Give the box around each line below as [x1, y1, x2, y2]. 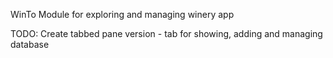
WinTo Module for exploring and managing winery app [10, 9, 235, 20]
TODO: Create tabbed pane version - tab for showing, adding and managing [10, 28, 323, 39]
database [10, 39, 50, 50]
